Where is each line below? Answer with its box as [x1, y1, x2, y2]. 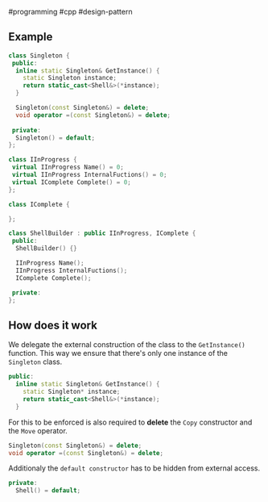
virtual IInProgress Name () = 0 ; [11, 163, 125, 172]
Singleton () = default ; [15, 133, 95, 142]
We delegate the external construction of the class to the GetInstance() [8, 340, 245, 349]
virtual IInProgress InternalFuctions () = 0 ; [11, 171, 167, 179]
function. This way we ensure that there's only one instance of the [8, 349, 228, 358]
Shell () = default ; [15, 487, 81, 495]
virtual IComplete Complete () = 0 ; [11, 178, 131, 186]
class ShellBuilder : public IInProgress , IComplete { [8, 229, 196, 237]
